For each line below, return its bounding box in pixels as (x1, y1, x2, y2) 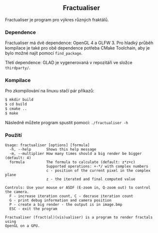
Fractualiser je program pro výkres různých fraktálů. (5, 17, 109, 22)
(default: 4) (5, 155, 32, 161)
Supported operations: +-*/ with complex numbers (46, 164, 149, 169)
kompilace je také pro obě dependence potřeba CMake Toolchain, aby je (5, 45, 150, 51)
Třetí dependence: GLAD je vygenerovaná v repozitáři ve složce (5, 60, 132, 66)
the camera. (5, 189, 29, 195)
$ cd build (5, 102, 27, 107)
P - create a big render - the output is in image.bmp (9, 202, 123, 207)
